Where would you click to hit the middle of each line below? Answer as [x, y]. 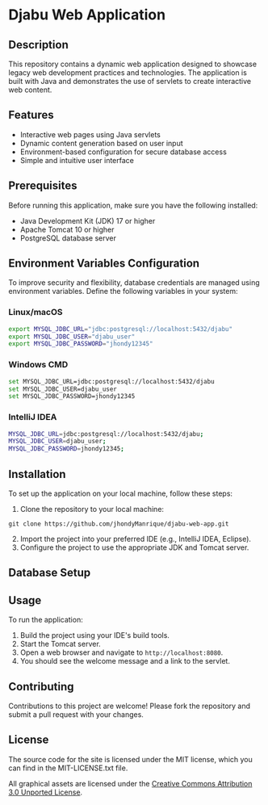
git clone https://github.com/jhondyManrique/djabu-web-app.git [119, 524]
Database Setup [50, 573]
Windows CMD [38, 365]
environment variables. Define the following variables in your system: [123, 291]
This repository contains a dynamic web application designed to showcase [132, 64]
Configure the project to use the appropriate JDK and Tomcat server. [134, 547]
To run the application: [46, 620]
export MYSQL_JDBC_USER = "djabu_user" [72, 337]
